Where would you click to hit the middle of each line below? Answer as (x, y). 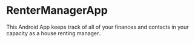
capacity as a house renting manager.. (54, 33)
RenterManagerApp (57, 10)
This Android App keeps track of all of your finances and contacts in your (97, 27)
